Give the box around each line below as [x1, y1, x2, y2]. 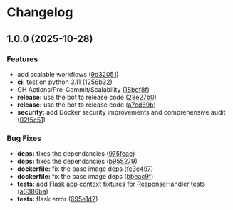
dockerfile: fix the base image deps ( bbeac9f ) [16, 172, 154, 181]
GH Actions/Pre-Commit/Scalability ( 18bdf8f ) [16, 85, 150, 93]
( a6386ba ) [16, 187, 49, 196]
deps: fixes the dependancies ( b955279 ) [16, 157, 138, 166]
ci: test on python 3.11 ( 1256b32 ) [16, 78, 113, 86]
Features [6, 54, 38, 64]
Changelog [6, 4, 73, 21]
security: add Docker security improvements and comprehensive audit [16, 107, 226, 116]
